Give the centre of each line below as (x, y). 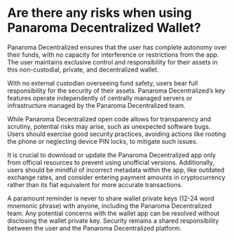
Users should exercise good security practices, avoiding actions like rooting (117, 134)
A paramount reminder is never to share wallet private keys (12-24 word (111, 198)
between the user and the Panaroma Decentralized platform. (95, 228)
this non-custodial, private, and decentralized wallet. (83, 69)
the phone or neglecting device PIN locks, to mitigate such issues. (103, 141)
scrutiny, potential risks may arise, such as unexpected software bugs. (109, 126)
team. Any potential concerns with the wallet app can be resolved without (113, 213)
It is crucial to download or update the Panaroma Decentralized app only (111, 155)
